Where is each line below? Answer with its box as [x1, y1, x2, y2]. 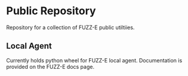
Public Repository [6, 4, 97, 18]
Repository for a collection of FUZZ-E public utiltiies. [6, 24, 135, 31]
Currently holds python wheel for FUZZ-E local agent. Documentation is [6, 56, 183, 64]
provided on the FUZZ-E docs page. [6, 63, 94, 70]
